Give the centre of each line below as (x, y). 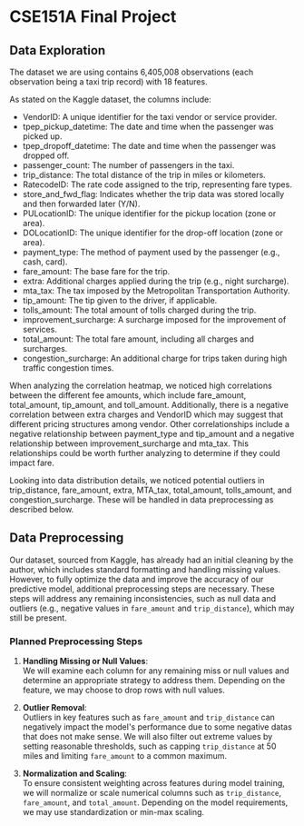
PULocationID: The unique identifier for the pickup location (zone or (149, 214)
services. (39, 329)
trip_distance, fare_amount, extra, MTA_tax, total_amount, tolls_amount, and (151, 490)
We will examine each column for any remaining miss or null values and (156, 671)
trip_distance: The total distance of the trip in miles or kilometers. (144, 175)
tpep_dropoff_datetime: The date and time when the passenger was (149, 146)
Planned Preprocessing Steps (76, 641)
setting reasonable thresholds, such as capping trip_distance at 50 (149, 746)
